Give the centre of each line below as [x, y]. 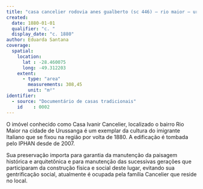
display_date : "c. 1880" [43, 34]
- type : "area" [41, 79]
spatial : [23, 51]
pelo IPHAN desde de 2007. [41, 143]
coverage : [19, 46]
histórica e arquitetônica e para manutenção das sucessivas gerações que [99, 161]
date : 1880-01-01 [34, 23]
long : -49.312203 [44, 68]
